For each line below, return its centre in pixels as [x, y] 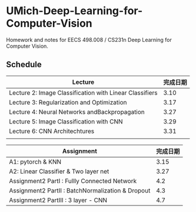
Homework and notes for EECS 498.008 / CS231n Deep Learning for [89, 40]
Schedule [24, 65]
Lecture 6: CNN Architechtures [52, 131]
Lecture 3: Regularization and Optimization [68, 102]
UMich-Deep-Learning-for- [74, 11]
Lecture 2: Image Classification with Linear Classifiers [83, 93]
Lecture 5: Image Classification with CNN [66, 121]
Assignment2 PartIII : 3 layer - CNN [58, 200]
